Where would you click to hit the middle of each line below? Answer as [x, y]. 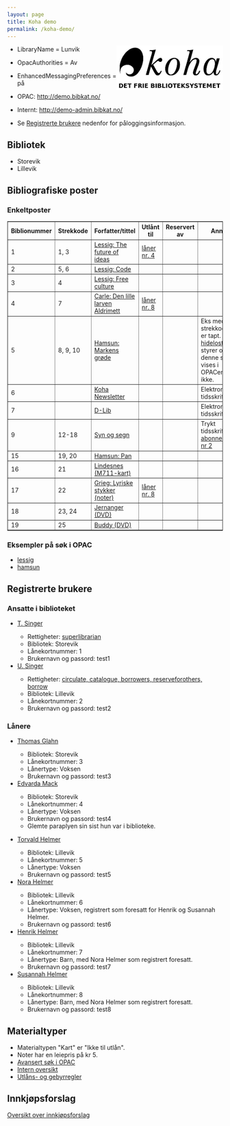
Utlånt [150, 227]
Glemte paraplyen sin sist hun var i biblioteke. [91, 826]
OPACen [213, 372]
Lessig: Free [111, 279]
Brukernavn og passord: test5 [69, 875]
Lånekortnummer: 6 [55, 903]
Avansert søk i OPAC [46, 1062]
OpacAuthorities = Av [47, 63]
